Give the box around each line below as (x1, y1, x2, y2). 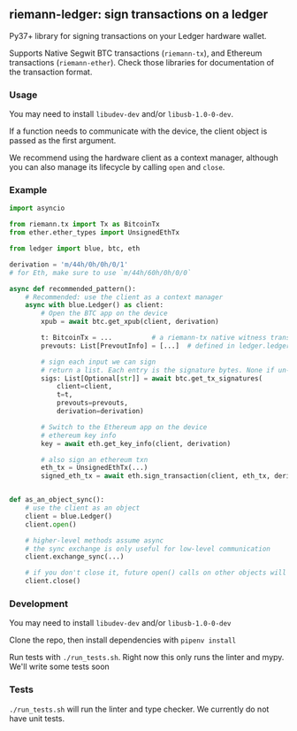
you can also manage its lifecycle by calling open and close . (9, 162, 225, 173)
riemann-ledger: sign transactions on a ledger (9, 7, 269, 22)
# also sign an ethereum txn (41, 455, 148, 464)
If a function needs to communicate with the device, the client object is (9, 126, 268, 136)
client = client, (56, 382, 113, 391)
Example (9, 184, 48, 196)
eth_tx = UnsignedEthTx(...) (41, 464, 148, 473)
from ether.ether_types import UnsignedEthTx (9, 228, 179, 237)
